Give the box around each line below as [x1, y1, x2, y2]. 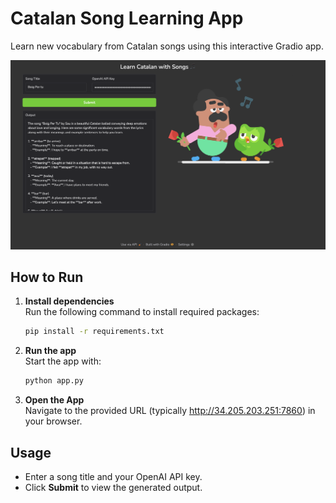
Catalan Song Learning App [10, 7, 244, 30]
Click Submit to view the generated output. [24, 482, 203, 493]
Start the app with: [24, 355, 102, 367]
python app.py [24, 376, 84, 386]
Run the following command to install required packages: [24, 306, 260, 318]
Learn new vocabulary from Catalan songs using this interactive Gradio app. [10, 40, 324, 52]
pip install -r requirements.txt [24, 327, 165, 337]
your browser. [24, 415, 83, 427]
